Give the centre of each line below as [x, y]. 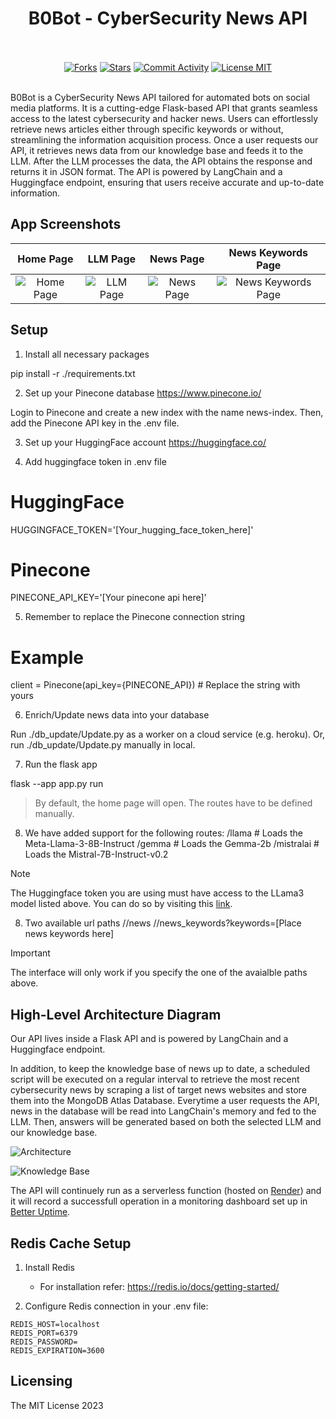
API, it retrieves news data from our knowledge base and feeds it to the [157, 150]
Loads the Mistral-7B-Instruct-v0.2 [96, 854]
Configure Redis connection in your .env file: [116, 1306]
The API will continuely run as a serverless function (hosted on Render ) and [166, 1191]
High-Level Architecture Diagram [116, 1014]
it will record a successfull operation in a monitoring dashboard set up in [159, 1201]
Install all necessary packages [87, 354]
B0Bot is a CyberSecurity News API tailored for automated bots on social [160, 97]
